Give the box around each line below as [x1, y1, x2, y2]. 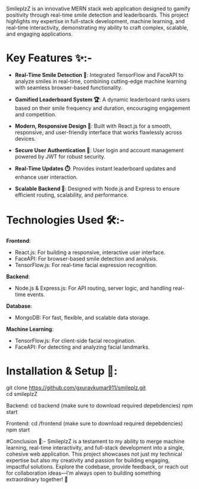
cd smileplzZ [6, 390, 38, 397]
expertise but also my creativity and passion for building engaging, [6, 456, 170, 464]
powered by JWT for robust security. [14, 153, 105, 160]
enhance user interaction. [14, 173, 78, 181]
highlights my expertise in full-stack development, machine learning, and [6, 18, 185, 24]
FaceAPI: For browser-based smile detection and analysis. [14, 255, 158, 262]
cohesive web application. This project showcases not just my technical [6, 450, 183, 457]
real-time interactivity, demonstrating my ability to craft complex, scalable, [6, 24, 189, 31]
